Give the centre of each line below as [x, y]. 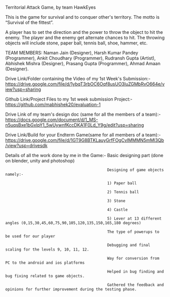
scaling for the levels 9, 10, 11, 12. [47, 250]
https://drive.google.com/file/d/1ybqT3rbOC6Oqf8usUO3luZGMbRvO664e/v [85, 84]
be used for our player [30, 236]
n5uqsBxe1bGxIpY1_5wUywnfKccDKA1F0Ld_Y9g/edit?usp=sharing [75, 125]
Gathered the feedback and [136, 285]
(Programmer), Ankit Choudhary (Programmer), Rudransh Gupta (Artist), [80, 58]
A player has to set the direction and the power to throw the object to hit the [84, 32]
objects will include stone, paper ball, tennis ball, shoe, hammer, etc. [76, 43]
